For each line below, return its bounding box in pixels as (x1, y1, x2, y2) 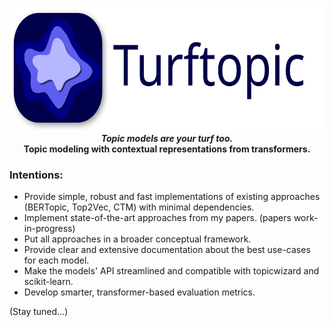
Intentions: (9, 168, 64, 182)
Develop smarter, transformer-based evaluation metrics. (23, 286, 256, 298)
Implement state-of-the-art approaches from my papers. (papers (23, 212, 292, 224)
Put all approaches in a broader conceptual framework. (23, 233, 252, 245)
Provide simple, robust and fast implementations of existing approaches (23, 191, 321, 203)
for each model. (23, 254, 90, 267)
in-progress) (23, 223, 76, 235)
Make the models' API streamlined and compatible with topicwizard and (23, 265, 320, 277)
